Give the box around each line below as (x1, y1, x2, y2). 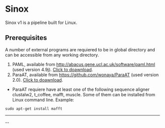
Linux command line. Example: (12, 97, 75, 103)
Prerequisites (5, 34, 47, 42)
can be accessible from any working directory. (5, 52, 99, 58)
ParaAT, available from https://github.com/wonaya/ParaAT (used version (12, 72, 159, 78)
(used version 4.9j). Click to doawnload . (12, 66, 93, 72)
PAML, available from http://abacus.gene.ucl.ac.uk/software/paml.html (12, 61, 156, 67)
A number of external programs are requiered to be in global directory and (5, 46, 156, 52)
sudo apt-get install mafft (5, 106, 63, 111)
